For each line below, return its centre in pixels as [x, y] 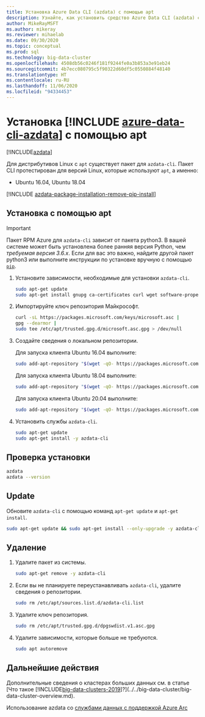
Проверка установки [48, 457]
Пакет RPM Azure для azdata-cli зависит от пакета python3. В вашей [96, 240]
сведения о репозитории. [49, 592]
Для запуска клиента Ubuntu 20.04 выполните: [77, 398]
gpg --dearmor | [36, 323]
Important [19, 228]
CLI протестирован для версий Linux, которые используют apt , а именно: [102, 170]
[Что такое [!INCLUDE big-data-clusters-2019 [63, 689]
